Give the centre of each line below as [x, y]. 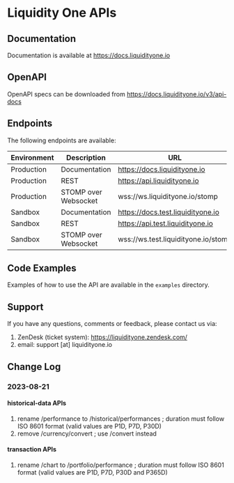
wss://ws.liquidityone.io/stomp [168, 196]
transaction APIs [32, 449]
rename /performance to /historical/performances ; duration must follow [121, 418]
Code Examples [42, 268]
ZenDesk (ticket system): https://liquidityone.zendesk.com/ [102, 337]
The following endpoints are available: [62, 140]
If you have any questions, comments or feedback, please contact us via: [112, 324]
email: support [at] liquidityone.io [65, 345]
